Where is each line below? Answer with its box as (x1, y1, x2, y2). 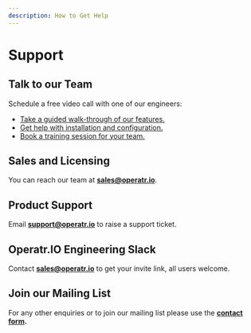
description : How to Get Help (8, 11, 109, 20)
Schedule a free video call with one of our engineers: (8, 99, 182, 108)
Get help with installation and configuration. (19, 123, 163, 132)
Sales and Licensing (8, 155, 110, 168)
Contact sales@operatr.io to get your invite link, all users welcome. (8, 264, 230, 273)
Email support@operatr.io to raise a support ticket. (8, 220, 177, 229)
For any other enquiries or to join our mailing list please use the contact (8, 308, 243, 317)
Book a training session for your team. (19, 131, 145, 140)
